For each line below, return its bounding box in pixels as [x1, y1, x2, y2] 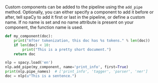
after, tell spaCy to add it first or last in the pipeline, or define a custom [5, 14, 145, 20]
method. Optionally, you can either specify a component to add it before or [5, 9, 154, 15]
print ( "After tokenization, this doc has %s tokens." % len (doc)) [14, 38, 150, 43]
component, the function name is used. [5, 24, 83, 30]
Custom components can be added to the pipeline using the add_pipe [5, 4, 143, 10]
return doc [14, 51, 36, 57]
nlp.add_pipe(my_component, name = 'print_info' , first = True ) [5, 65, 129, 70]
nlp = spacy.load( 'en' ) [5, 60, 53, 65]
